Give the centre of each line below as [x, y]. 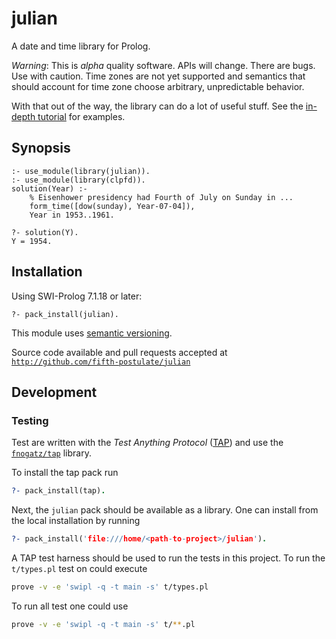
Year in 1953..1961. [72, 215]
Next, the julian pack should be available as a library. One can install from [165, 510]
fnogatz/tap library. [51, 453]
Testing [30, 420]
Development [54, 392]
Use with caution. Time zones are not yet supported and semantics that [158, 76]
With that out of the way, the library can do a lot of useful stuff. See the [157, 106]
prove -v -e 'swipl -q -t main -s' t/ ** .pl [103, 624]
